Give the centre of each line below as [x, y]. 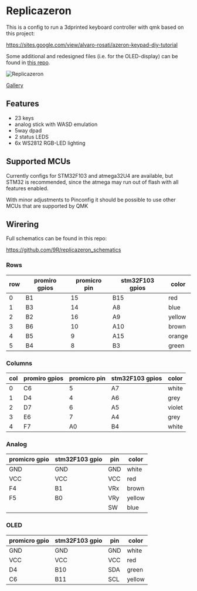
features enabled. [27, 188]
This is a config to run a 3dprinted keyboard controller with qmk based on [95, 27]
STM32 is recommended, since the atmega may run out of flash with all [92, 182]
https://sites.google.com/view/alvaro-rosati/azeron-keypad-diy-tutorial [92, 45]
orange [178, 336]
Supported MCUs [38, 162]
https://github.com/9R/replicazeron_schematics [64, 250]
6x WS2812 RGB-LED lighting [50, 143]
